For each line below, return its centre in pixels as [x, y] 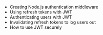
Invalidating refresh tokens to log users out [53, 22]
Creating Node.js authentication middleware [54, 7]
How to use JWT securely [36, 27]
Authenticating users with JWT [41, 17]
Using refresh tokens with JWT [41, 12]
